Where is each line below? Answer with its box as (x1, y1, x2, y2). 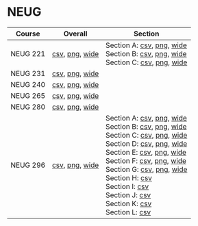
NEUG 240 (10, 79, 46, 89)
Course (16, 29, 40, 38)
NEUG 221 (10, 49, 46, 58)
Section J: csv (105, 190, 151, 199)
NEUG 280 (10, 102, 46, 112)
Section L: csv (105, 207, 151, 216)
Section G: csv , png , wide (105, 164, 188, 174)
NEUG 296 (10, 160, 46, 170)
